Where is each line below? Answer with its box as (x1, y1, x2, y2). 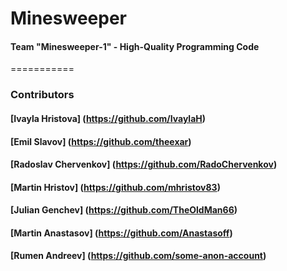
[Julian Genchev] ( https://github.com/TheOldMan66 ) (10, 204, 238, 216)
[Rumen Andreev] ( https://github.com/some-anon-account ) (10, 250, 267, 262)
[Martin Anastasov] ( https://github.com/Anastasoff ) (10, 227, 233, 239)
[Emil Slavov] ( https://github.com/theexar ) (10, 135, 192, 147)
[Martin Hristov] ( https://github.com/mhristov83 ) (10, 181, 221, 193)
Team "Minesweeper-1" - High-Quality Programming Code (10, 40, 260, 52)
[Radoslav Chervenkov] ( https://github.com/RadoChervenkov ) (10, 158, 278, 171)
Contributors (10, 88, 75, 102)
